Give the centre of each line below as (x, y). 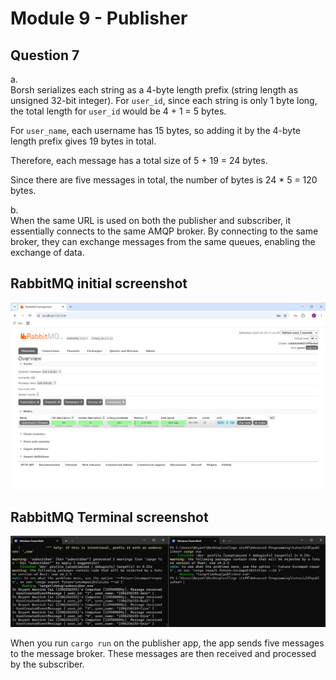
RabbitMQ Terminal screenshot (109, 517)
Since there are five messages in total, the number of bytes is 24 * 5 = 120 (164, 180)
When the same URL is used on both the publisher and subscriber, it (151, 220)
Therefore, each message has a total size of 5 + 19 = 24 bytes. (139, 160)
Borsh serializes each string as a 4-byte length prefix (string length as (154, 90)
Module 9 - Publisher (99, 18)
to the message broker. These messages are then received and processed (163, 653)
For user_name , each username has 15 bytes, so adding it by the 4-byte (156, 130)
